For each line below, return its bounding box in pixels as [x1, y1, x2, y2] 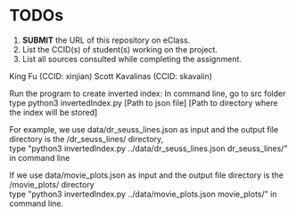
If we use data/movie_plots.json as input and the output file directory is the [9, 170, 284, 180]
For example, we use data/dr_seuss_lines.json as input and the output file [9, 124, 279, 134]
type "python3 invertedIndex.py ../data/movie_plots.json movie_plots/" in [9, 188, 277, 199]
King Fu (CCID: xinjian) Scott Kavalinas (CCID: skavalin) [9, 70, 212, 81]
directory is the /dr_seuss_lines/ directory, [9, 133, 164, 144]
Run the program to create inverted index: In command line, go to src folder [9, 88, 286, 99]
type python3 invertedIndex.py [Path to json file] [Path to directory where [9, 97, 278, 108]
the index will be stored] [9, 107, 98, 117]
